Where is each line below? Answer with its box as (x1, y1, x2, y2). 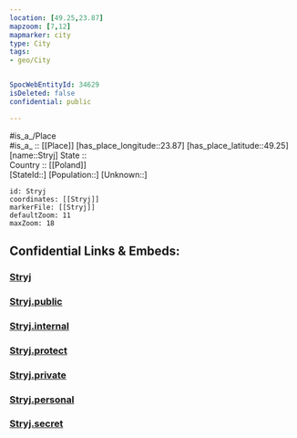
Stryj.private (9, 369, 67, 381)
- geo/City (9, 56, 51, 65)
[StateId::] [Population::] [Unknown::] (9, 169, 148, 180)
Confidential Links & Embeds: (9, 244, 180, 259)
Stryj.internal (9, 319, 70, 332)
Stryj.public (9, 295, 63, 308)
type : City (9, 38, 51, 48)
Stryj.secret (9, 417, 64, 430)
